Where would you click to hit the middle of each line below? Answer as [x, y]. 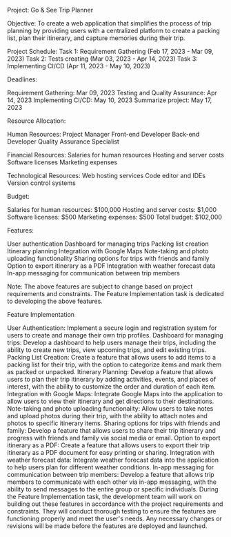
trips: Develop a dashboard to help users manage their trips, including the [112, 342]
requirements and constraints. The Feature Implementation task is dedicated [115, 294]
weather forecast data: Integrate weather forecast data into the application [113, 460]
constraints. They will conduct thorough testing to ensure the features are [112, 511]
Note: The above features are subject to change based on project [100, 286]
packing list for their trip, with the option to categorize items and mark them [114, 364]
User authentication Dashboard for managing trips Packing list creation [108, 244]
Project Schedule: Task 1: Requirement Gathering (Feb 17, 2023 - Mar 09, [110, 51]
